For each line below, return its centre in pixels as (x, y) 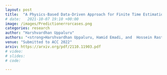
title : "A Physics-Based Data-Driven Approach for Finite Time (73, 14)
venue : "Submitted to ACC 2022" (39, 42)
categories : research (28, 28)
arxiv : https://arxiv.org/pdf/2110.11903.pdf (53, 47)
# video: (14, 51)
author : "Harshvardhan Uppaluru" (40, 33)
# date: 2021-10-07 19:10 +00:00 (42, 19)
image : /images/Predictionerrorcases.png (49, 24)
